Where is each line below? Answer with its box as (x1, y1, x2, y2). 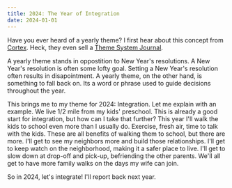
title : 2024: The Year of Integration (7, 10, 120, 17)
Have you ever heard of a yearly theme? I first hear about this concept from (7, 36, 224, 44)
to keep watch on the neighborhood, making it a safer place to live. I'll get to (7, 144, 226, 152)
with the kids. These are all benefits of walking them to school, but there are (7, 130, 226, 138)
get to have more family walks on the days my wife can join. (7, 159, 179, 167)
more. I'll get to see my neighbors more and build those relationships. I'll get (7, 136, 225, 145)
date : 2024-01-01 (7, 17, 58, 24)
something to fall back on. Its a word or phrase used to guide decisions (7, 79, 211, 87)
